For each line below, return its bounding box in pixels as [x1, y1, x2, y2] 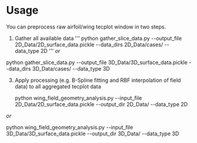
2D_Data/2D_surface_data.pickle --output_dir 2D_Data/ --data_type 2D [14, 100, 188, 107]
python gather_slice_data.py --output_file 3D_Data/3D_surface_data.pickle [6, 59, 188, 66]
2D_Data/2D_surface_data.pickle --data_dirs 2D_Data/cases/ [14, 41, 163, 48]
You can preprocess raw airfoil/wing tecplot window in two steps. [6, 23, 166, 30]
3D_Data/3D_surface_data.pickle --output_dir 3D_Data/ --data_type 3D [6, 130, 179, 137]
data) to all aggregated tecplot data [14, 82, 101, 90]
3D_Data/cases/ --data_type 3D [32, 65, 110, 72]
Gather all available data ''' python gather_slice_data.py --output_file [14, 34, 182, 42]
